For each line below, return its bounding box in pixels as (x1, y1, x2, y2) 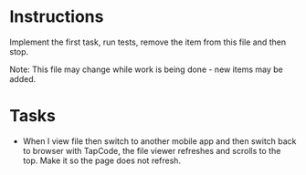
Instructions (9, 6, 104, 27)
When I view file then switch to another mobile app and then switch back (22, 135, 297, 147)
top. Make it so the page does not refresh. (22, 155, 181, 166)
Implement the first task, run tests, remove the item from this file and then (9, 36, 287, 47)
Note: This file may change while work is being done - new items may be (9, 64, 283, 75)
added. (9, 73, 37, 84)
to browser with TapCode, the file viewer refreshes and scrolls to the (22, 145, 281, 156)
